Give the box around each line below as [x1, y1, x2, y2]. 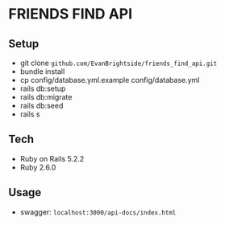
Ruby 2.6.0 [19, 162, 56, 172]
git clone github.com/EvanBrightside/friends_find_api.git [19, 58, 218, 67]
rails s [19, 109, 40, 119]
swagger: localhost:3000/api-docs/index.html [19, 207, 177, 217]
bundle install [19, 67, 65, 76]
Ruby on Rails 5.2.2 [19, 153, 85, 163]
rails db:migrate [19, 92, 73, 101]
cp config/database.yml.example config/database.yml [19, 76, 200, 84]
